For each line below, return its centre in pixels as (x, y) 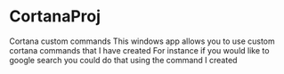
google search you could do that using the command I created (123, 60)
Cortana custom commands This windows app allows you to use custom (142, 41)
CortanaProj (55, 16)
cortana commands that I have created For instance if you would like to (139, 50)
